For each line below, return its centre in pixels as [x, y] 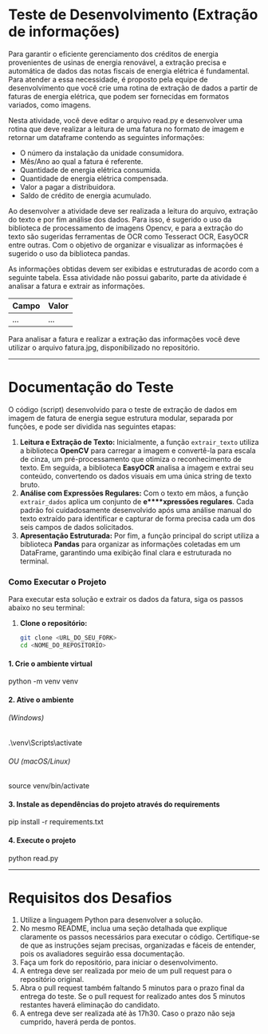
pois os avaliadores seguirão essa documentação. [102, 954]
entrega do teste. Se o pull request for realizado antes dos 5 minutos [132, 996]
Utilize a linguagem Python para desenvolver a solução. [111, 920]
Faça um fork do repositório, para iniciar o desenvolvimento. [119, 963]
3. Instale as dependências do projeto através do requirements [114, 804]
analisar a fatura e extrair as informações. [77, 286]
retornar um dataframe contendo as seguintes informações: [106, 137]
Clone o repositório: [53, 623]
